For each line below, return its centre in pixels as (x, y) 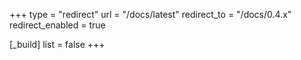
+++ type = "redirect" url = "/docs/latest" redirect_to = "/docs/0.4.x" (150, 14)
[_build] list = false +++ (57, 44)
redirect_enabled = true (57, 25)
